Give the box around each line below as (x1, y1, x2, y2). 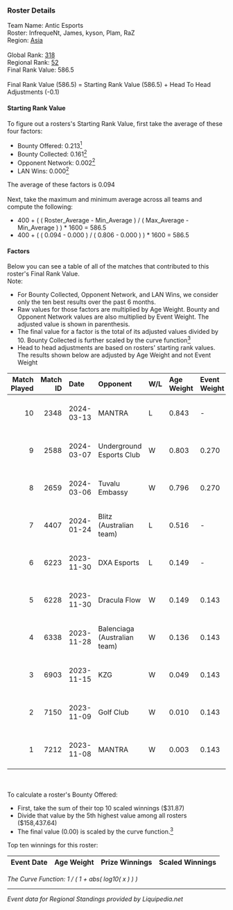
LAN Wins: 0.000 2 (17, 166, 69, 175)
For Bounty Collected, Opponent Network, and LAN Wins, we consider (17, 291, 218, 299)
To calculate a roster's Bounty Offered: (7, 790, 118, 799)
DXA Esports (98, 557, 140, 567)
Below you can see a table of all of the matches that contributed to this (7, 262, 209, 271)
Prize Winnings (100, 857, 153, 867)
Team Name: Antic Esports (7, 22, 84, 30)
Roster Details (7, 6, 56, 15)
